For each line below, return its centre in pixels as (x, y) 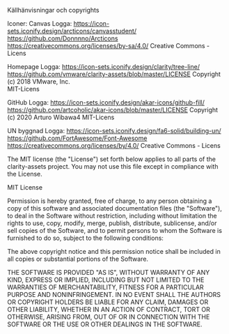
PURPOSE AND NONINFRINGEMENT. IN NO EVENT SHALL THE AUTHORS (114, 295)
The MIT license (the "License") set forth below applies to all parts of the (111, 159)
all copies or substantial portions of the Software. (78, 259)
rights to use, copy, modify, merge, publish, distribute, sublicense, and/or (112, 223)
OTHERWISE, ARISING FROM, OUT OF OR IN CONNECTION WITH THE (109, 317)
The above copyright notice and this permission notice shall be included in (114, 251)
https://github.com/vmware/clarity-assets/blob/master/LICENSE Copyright (114, 74)
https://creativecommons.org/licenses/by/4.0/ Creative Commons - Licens (114, 145)
